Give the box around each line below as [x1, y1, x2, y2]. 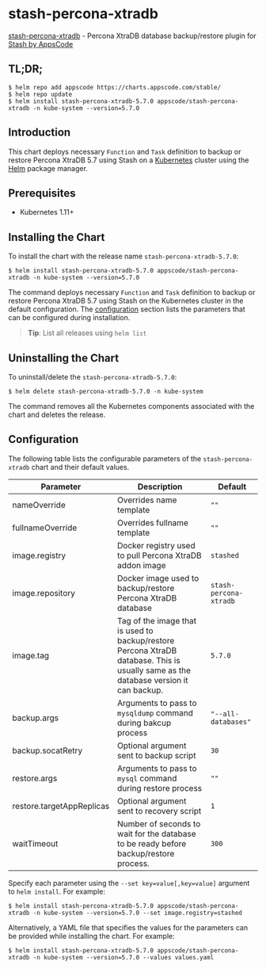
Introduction [8, 126, 71, 139]
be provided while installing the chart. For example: [8, 931, 176, 940]
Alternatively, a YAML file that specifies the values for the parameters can [8, 922, 248, 932]
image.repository [12, 587, 76, 598]
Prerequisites [8, 186, 76, 200]
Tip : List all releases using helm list [27, 328, 147, 338]
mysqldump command [117, 707, 194, 718]
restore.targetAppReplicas [12, 800, 110, 811]
